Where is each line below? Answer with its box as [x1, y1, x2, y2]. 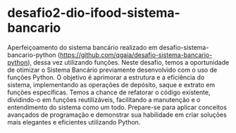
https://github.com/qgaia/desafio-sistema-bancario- [59, 51, 213, 59]
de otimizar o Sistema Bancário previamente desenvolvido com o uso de [7, 65, 218, 74]
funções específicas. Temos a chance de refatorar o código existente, [7, 88, 211, 96]
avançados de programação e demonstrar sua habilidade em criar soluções [7, 110, 227, 119]
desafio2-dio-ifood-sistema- [7, 5, 181, 21]
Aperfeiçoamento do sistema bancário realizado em [7, 43, 158, 51]
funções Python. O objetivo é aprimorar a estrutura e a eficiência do [7, 72, 205, 82]
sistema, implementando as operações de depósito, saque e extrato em [7, 80, 216, 89]
